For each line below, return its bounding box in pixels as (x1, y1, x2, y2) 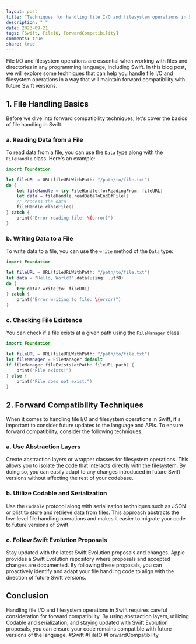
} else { (6, 373, 27, 379)
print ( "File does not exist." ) (16, 378, 93, 384)
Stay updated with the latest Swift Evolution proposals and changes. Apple (6, 549, 185, 556)
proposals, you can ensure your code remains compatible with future (6, 625, 172, 632)
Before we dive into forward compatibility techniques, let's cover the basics (6, 115, 188, 122)
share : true (6, 42, 35, 47)
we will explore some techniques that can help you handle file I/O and (6, 70, 173, 77)
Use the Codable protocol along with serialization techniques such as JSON (6, 502, 186, 509)
